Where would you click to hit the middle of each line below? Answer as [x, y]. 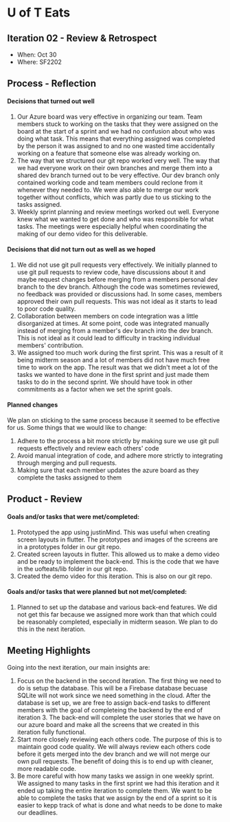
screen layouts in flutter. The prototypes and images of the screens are [117, 540]
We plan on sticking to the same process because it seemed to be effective [114, 420]
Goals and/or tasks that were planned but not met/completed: [97, 592]
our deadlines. [37, 812]
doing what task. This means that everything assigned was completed [116, 138]
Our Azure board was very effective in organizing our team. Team [110, 116]
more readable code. [47, 768]
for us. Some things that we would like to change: [77, 428]
